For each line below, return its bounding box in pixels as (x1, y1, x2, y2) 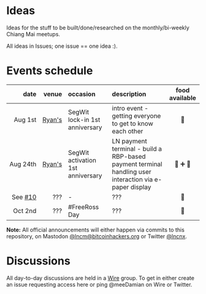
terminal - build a (112, 145, 162, 153)
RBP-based (112, 152, 146, 160)
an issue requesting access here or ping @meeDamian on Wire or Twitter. (6, 281, 193, 288)
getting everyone (112, 111, 161, 120)
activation (67, 156, 97, 164)
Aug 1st (13, 115, 37, 124)
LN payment (112, 137, 147, 145)
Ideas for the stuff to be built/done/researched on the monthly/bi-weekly (6, 24, 190, 31)
